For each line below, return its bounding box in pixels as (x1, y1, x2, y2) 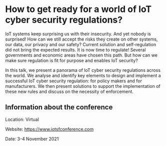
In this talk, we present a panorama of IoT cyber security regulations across (5, 67, 161, 73)
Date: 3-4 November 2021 (5, 135, 59, 141)
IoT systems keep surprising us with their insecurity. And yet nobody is (5, 31, 151, 37)
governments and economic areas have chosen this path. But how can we (5, 52, 157, 58)
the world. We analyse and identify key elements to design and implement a (5, 72, 161, 78)
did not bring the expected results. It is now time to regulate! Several (5, 47, 146, 53)
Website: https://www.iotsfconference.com (5, 126, 94, 132)
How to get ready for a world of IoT (5, 4, 151, 15)
